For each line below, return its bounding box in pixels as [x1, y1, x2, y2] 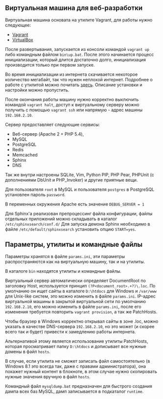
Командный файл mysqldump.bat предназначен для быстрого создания [5, 383, 153, 389]
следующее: [5, 22, 31, 28]
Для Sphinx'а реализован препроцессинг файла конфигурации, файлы [5, 211, 153, 216]
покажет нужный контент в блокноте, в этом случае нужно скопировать [5, 368, 158, 374]
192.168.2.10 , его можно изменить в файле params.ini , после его [5, 304, 141, 309]
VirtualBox [12, 37, 33, 43]
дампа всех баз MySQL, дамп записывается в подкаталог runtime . [5, 388, 144, 394]
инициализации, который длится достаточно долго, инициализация [5, 56, 146, 63]
